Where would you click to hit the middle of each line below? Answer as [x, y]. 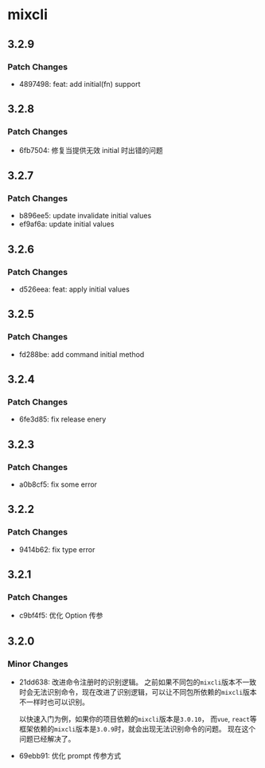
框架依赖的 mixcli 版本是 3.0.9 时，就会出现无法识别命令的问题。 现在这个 [137, 729]
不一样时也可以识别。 [54, 702]
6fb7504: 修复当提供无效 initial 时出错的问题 [91, 150]
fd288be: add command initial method [82, 354]
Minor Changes [38, 664]
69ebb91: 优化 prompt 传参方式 [70, 756]
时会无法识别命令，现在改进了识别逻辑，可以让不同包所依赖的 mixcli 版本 [138, 692]
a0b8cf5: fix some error [58, 484]
